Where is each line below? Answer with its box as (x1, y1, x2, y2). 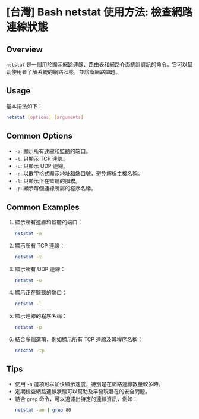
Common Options (6, 131, 73, 141)
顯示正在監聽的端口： (14, 289, 67, 296)
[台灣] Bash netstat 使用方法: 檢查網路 (6, 5, 193, 19)
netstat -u (14, 277, 42, 283)
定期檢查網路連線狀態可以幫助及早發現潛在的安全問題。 (14, 388, 150, 395)
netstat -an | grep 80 (14, 407, 71, 414)
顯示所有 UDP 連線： (14, 265, 66, 273)
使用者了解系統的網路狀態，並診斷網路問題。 (11, 68, 121, 75)
